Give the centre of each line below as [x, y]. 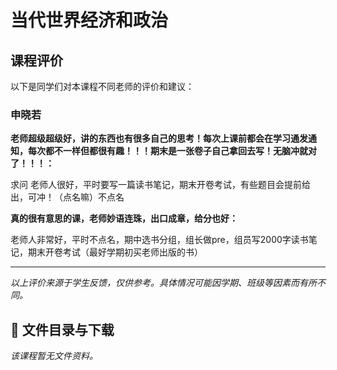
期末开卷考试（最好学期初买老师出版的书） [115, 252]
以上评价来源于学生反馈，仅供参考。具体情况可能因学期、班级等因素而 [155, 283]
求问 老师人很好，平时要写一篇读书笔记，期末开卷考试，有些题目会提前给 [160, 185]
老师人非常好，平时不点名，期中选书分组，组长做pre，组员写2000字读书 [159, 240]
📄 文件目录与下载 [62, 329]
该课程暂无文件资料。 [54, 356]
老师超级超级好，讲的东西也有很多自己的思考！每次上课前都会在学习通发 [159, 138]
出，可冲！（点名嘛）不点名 [67, 197]
